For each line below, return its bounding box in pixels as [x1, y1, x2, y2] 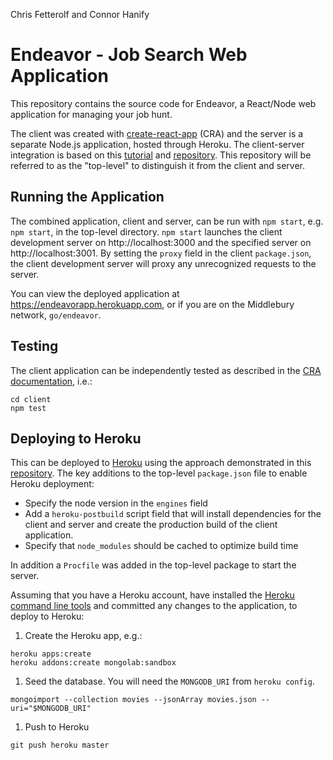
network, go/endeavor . [10, 309, 102, 321]
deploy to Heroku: [10, 610, 85, 623]
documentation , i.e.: [10, 375, 93, 387]
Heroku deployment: [10, 478, 95, 490]
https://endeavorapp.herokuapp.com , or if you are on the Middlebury [10, 298, 295, 310]
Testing [10, 338, 59, 355]
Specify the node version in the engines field [24, 497, 208, 509]
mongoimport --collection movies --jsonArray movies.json [10, 695, 257, 705]
